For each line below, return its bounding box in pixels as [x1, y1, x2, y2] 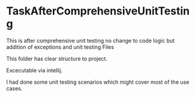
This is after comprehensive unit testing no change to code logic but [6, 37, 175, 44]
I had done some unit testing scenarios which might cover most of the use [6, 78, 190, 86]
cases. [6, 84, 23, 92]
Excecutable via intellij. [6, 66, 63, 74]
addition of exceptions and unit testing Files [6, 43, 114, 51]
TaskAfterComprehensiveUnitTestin [6, 4, 190, 18]
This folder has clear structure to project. [6, 55, 108, 62]
